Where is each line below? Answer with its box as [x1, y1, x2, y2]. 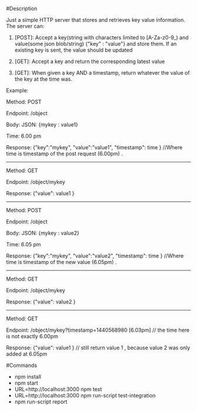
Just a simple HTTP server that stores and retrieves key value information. [6, 16, 186, 23]
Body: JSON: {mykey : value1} [6, 121, 78, 128]
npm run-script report [14, 398, 67, 405]
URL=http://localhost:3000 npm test [14, 386, 103, 393]
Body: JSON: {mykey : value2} [6, 229, 80, 236]
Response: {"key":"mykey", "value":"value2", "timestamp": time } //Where [6, 252, 184, 259]
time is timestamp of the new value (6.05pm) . [6, 259, 117, 265]
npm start [14, 379, 38, 386]
